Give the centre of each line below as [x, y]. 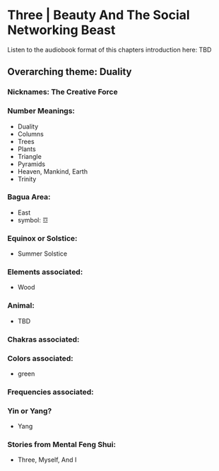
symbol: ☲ [33, 220]
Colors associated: [41, 358]
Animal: [21, 306]
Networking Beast [61, 30]
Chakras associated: [43, 339]
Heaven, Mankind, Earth [53, 171]
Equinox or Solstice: [42, 238]
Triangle [30, 156]
